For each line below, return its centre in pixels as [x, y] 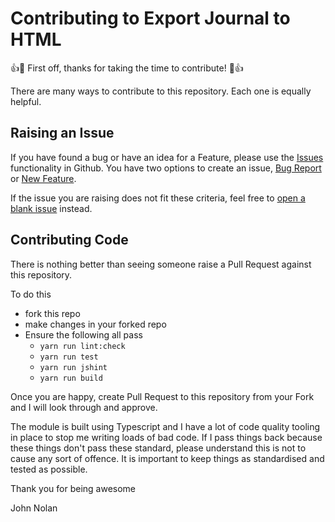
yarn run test [69, 357]
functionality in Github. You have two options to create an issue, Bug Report [166, 168]
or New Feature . [43, 178]
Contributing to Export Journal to [150, 18]
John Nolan [34, 508]
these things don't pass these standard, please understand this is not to [158, 448]
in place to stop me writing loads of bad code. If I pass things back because [166, 437]
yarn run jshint [73, 367]
